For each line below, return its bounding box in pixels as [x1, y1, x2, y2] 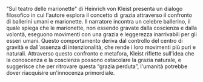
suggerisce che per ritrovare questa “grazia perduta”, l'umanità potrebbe [6, 63, 188, 70]
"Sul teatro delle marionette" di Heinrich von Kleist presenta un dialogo [6, 5, 183, 12]
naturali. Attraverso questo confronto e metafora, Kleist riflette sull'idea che [6, 50, 195, 57]
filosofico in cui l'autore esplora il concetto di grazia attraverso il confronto [6, 11, 193, 19]
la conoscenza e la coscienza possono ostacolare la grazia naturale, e [6, 57, 182, 63]
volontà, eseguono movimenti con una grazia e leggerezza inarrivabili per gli [6, 31, 197, 38]
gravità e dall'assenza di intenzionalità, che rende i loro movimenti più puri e [6, 43, 196, 51]
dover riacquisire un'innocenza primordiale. [6, 69, 115, 76]
